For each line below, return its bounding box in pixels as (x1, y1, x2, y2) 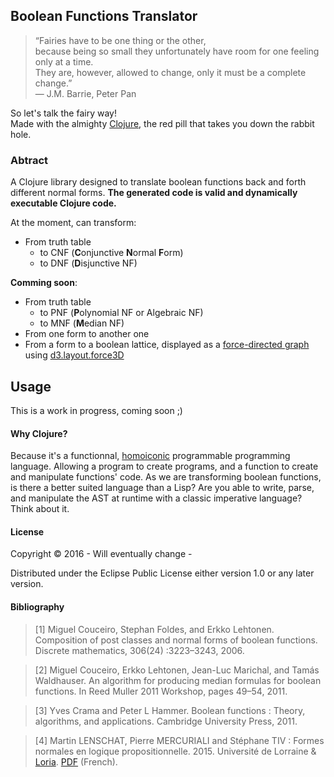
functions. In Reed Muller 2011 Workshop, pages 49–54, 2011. (34, 685, 288, 697)
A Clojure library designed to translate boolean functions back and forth (10, 176, 307, 188)
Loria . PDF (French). (34, 755, 118, 768)
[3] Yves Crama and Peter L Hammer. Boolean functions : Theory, (34, 704, 306, 716)
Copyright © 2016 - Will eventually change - (10, 548, 193, 560)
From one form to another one (24, 328, 150, 340)
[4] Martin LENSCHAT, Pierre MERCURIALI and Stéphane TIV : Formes (34, 734, 325, 746)
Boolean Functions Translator (10, 8, 198, 25)
